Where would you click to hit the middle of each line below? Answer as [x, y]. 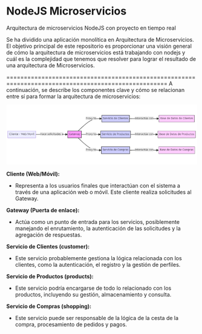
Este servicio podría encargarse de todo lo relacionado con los [93, 288]
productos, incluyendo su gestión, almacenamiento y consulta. [93, 295]
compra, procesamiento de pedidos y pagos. [71, 324]
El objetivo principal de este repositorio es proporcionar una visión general [99, 46]
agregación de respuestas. [48, 235]
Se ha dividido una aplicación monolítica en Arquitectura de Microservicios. [100, 39]
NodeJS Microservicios [67, 11]
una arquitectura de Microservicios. [50, 65]
